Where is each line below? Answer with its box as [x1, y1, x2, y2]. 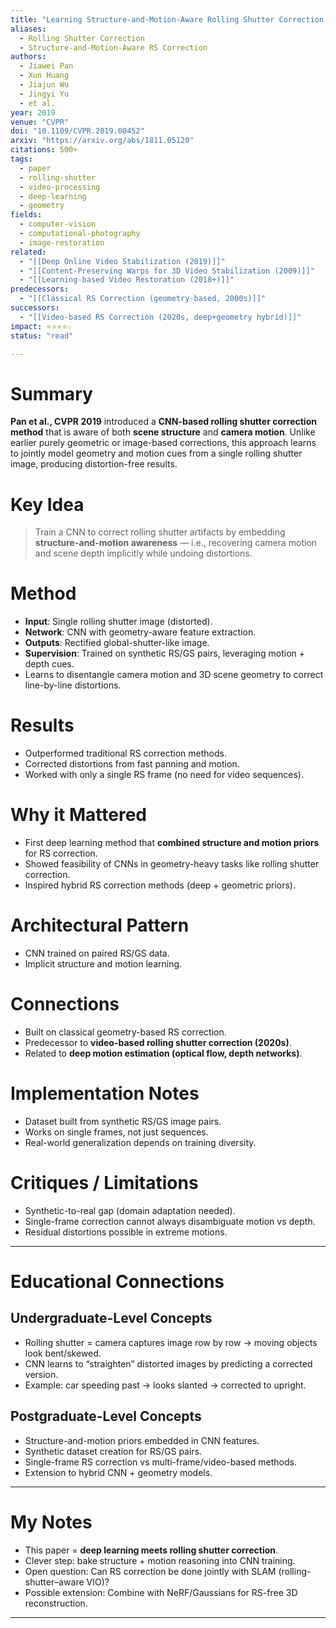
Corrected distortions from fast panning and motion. [24, 758, 240, 770]
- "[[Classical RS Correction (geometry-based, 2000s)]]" [19, 294, 267, 304]
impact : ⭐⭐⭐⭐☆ [10, 321, 72, 331]
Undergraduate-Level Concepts [10, 1310, 213, 1327]
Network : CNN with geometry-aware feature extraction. [24, 626, 257, 638]
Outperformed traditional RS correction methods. [24, 747, 227, 760]
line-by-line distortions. [24, 679, 122, 691]
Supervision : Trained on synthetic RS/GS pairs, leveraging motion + [24, 647, 306, 660]
